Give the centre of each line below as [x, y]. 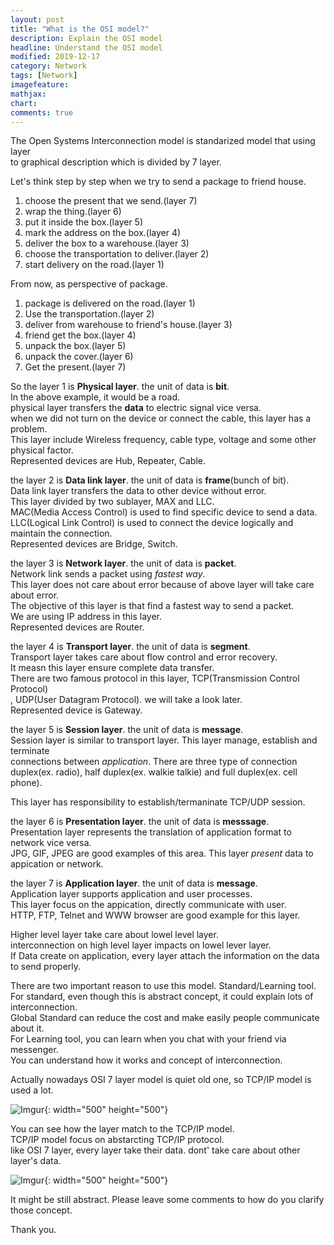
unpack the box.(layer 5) [75, 346]
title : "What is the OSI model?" [80, 29]
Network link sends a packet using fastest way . [108, 574]
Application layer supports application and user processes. [131, 894]
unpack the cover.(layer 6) [79, 357]
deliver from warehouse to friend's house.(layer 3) [128, 325]
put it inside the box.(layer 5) [84, 222]
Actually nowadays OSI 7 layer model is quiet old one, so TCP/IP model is [161, 1080]
